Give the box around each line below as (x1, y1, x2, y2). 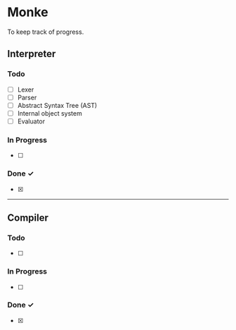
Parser (17, 93, 37, 102)
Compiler (7, 212, 49, 224)
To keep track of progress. (7, 28, 84, 36)
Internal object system (17, 109, 82, 117)
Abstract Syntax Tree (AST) (17, 101, 98, 109)
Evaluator (17, 117, 46, 126)
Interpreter (7, 48, 56, 60)
